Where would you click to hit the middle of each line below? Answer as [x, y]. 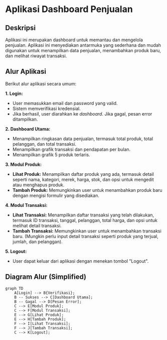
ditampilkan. [25, 119]
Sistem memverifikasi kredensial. [47, 108]
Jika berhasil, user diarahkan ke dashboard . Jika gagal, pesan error [82, 114]
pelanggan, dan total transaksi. [44, 144]
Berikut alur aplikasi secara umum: [41, 83]
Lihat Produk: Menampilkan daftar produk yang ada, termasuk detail [83, 174]
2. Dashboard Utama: [28, 129]
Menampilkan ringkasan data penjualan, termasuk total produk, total [83, 139]
